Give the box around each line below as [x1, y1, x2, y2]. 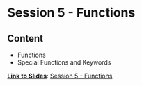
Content [7, 33, 44, 44]
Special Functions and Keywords [17, 58, 111, 67]
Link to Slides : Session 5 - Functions [7, 71, 113, 80]
